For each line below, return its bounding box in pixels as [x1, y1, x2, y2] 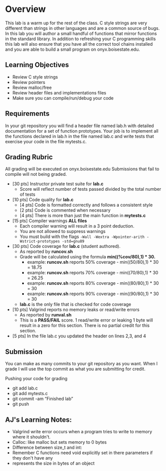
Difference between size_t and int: [12, 445, 82, 450]
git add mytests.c [12, 391, 48, 396]
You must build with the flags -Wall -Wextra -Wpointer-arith [19, 234, 145, 239]
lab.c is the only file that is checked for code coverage [19, 302, 131, 308]
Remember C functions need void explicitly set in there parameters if [12, 450, 153, 456]
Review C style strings [12, 74, 58, 80]
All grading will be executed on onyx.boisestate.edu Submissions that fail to [5, 166, 160, 172]
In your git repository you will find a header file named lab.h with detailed [5, 123, 154, 129]
